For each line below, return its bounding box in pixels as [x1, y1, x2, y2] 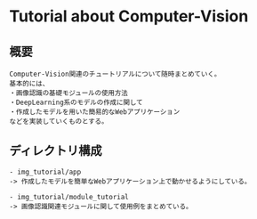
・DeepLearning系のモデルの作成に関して [9, 98, 144, 107]
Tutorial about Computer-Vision [9, 6, 249, 27]
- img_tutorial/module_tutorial [9, 192, 129, 201]
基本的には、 [9, 79, 50, 88]
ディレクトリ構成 [9, 143, 102, 158]
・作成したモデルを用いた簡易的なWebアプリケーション [9, 108, 181, 117]
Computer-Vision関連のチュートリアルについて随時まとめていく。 [9, 69, 221, 78]
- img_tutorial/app [9, 167, 82, 176]
